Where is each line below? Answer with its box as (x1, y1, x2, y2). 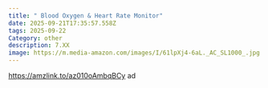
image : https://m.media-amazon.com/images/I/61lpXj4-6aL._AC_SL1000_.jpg (8, 49, 261, 57)
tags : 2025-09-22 (8, 26, 67, 34)
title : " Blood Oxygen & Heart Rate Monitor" (8, 11, 163, 20)
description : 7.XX (8, 42, 70, 50)
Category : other (8, 34, 63, 42)
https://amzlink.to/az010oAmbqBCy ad (8, 71, 136, 80)
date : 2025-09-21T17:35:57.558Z (8, 19, 116, 27)
